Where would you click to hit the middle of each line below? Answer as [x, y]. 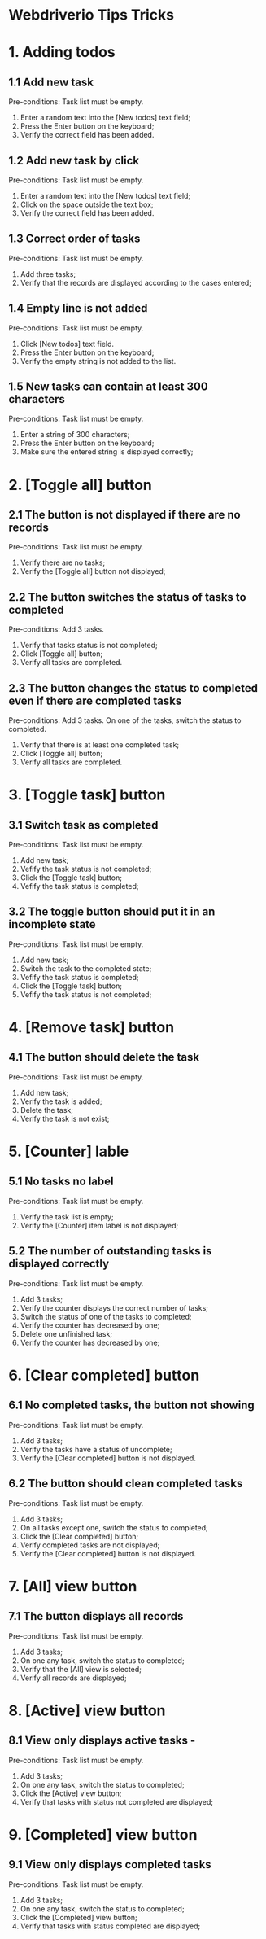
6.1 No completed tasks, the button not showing [131, 1405]
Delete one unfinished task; [66, 1333]
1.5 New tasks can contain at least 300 [109, 387]
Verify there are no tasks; [63, 562]
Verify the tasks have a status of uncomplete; [96, 1449]
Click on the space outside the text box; [87, 204]
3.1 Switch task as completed [83, 825]
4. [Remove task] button [92, 1028]
